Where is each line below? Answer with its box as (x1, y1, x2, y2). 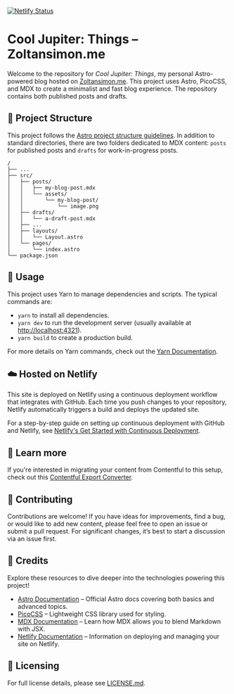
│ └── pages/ (7, 239, 52, 246)
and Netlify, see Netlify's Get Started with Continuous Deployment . (7, 427, 201, 435)
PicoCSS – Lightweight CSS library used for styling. (17, 610, 167, 618)
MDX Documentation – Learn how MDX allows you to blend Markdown (17, 617, 221, 626)
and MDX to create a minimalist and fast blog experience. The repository (7, 84, 218, 93)
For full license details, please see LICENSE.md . (7, 679, 146, 687)
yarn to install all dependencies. (17, 310, 110, 320)
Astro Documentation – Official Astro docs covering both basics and (17, 595, 214, 603)
